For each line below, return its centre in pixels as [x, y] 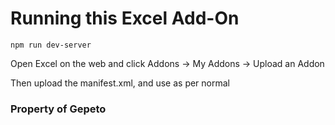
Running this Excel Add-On [125, 18]
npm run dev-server [51, 45]
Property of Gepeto [58, 109]
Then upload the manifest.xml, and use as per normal [120, 83]
